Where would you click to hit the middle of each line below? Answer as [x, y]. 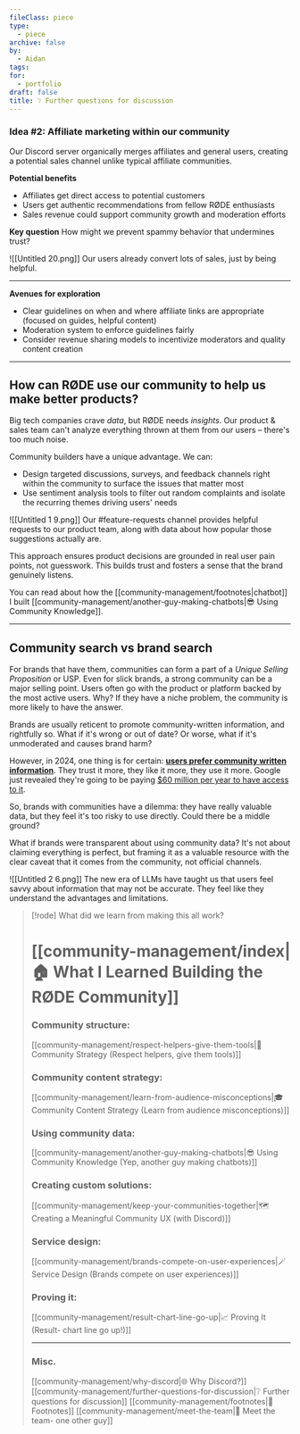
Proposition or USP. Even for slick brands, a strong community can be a [141, 679]
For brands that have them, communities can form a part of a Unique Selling [149, 670]
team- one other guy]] [72, 1420]
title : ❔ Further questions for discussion [92, 100]
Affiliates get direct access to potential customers [113, 195]
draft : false [33, 92]
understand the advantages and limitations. [89, 898]
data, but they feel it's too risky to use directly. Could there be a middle [140, 816]
